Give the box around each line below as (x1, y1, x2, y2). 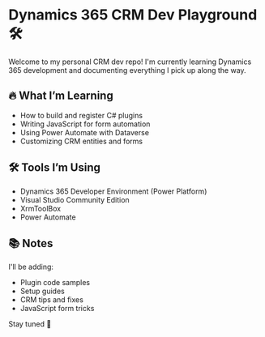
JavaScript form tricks (19, 304, 95, 314)
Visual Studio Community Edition (19, 194, 130, 204)
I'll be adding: (8, 262, 54, 272)
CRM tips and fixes (19, 295, 83, 305)
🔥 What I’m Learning (8, 89, 113, 103)
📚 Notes (8, 237, 53, 250)
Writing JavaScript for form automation (19, 119, 151, 129)
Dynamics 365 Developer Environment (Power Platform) (19, 186, 207, 196)
